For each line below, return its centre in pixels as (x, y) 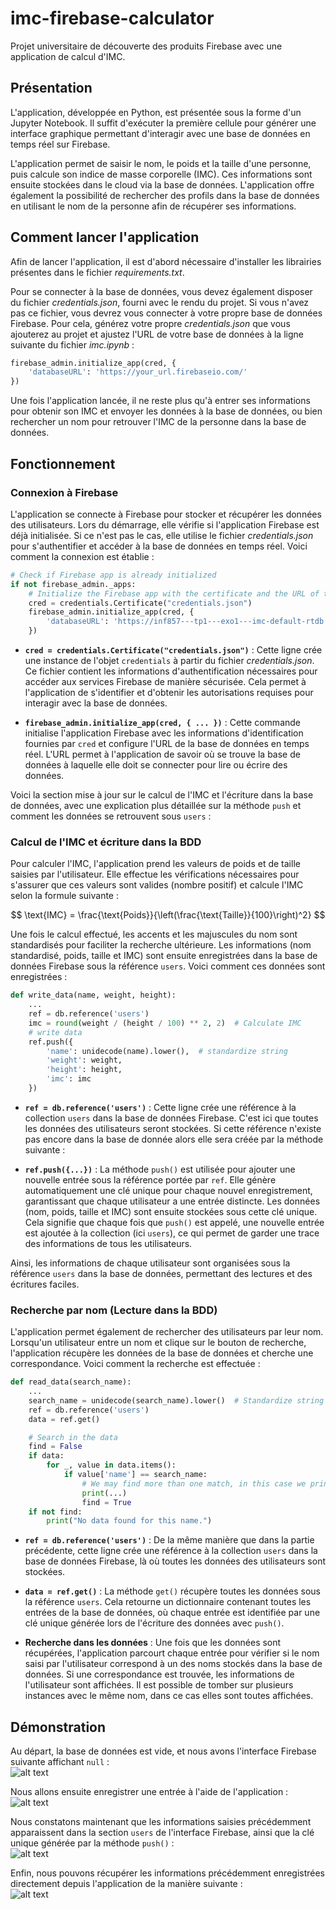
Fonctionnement (63, 463)
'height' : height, (84, 1070)
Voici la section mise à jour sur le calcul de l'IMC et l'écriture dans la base (162, 795)
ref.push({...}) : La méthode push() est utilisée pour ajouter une (160, 1169)
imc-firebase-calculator (112, 18)
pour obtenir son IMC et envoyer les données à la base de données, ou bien (166, 411)
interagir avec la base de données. (96, 703)
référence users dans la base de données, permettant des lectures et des (161, 1273)
